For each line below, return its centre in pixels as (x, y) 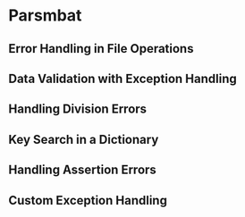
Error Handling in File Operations (101, 49)
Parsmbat (45, 16)
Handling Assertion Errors (83, 170)
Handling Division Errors (78, 109)
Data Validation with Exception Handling (123, 78)
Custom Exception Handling (88, 200)
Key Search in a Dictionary (84, 139)
